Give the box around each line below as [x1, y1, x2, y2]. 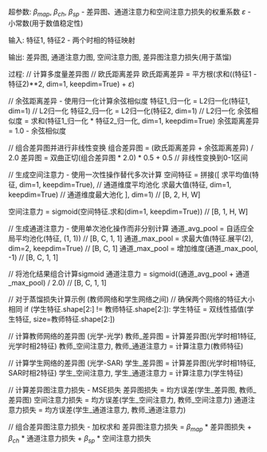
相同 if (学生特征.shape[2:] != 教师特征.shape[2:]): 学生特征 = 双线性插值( [8, 304, 247, 313]
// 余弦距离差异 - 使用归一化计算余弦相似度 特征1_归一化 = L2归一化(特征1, [8, 96, 250, 105]
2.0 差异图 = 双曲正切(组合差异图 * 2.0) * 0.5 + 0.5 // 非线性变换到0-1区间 [8, 152, 249, 162]
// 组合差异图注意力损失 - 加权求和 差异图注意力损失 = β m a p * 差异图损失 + [8, 422, 253, 433]
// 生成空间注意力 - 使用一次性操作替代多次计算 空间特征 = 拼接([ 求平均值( [8, 170, 253, 179]
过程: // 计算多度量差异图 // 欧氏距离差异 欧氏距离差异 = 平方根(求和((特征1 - [8, 69, 257, 78]
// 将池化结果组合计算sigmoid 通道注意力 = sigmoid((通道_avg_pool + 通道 [8, 269, 250, 278]
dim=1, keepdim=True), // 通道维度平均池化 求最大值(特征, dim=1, [18, 179, 232, 189]
